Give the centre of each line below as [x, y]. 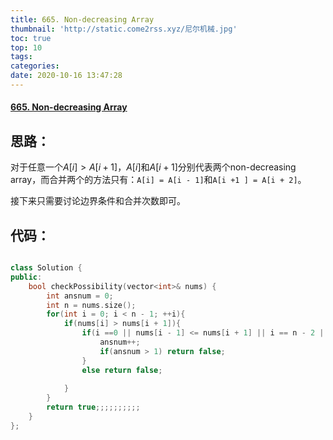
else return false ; [122, 370]
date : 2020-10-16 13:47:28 [66, 76]
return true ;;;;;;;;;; [93, 407]
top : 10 [26, 47]
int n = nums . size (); [91, 305]
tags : [21, 57]
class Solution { [46, 268]
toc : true [31, 38]
